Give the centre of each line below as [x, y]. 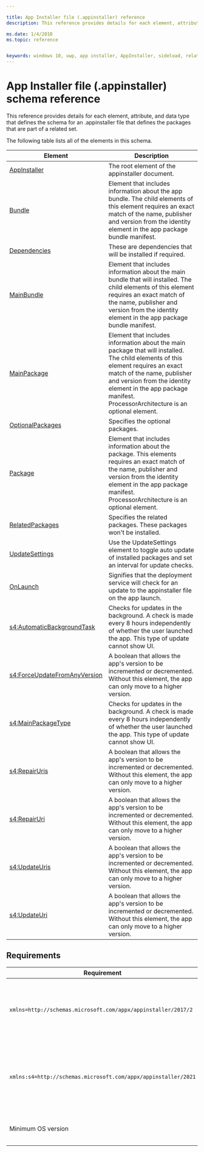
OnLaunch [24, 587]
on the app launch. [135, 598]
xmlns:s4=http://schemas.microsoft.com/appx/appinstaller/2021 [103, 1077]
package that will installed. [146, 350]
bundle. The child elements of [151, 199]
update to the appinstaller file [150, 591]
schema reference [53, 99]
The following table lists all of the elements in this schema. [80, 141]
